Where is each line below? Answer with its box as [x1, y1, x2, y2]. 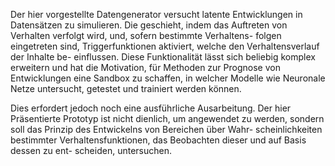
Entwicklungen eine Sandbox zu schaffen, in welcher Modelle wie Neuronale [10, 72, 326, 84]
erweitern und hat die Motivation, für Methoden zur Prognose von [10, 62, 281, 73]
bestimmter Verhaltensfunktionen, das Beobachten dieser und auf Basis [10, 134, 307, 146]
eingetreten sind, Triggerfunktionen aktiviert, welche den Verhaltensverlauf [10, 40, 320, 52]
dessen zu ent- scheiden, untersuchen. [10, 145, 172, 156]
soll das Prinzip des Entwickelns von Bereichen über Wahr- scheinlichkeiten [10, 124, 323, 135]
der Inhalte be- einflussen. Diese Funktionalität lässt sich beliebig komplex [10, 51, 316, 63]
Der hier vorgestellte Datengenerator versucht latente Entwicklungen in [10, 9, 303, 20]
